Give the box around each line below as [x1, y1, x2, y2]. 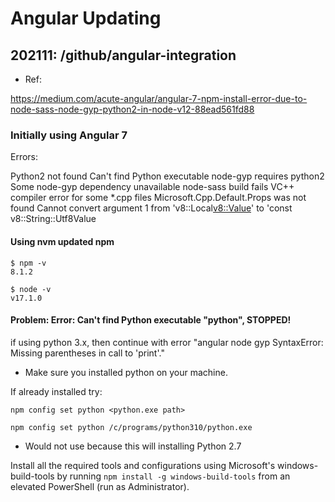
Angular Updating [10, 7, 162, 30]
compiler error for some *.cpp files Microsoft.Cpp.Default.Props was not [10, 192, 307, 204]
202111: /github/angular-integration [10, 47, 237, 64]
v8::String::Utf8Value [10, 213, 97, 225]
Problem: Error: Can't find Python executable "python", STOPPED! [10, 314, 292, 326]
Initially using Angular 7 [10, 128, 128, 142]
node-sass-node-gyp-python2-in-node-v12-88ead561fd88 [10, 103, 255, 115]
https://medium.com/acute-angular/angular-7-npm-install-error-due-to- [10, 93, 308, 104]
